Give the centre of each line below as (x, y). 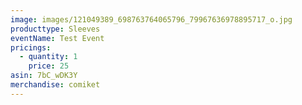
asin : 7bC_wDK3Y (44, 76)
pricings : (31, 47)
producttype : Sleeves (55, 29)
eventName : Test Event (57, 38)
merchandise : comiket (55, 85)
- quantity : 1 (48, 57)
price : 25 (49, 66)
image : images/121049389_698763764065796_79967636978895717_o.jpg (151, 19)
